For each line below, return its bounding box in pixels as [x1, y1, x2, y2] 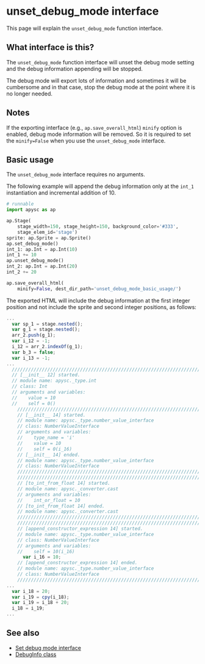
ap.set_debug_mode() [6, 241, 59, 247]
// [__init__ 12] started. [12, 372, 81, 378]
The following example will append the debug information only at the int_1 [6, 182, 194, 190]
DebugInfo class [15, 651, 57, 658]
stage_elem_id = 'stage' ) [17, 229, 78, 235]
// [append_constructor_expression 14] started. [17, 526, 143, 532]
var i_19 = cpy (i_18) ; [12, 594, 70, 600]
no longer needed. [6, 90, 53, 97]
